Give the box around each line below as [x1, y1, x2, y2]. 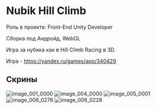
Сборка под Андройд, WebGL [6, 35, 81, 42]
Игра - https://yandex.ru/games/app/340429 [6, 57, 116, 64]
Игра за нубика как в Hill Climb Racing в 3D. [6, 46, 116, 53]
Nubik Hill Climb [6, 4, 87, 18]
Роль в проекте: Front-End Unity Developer [6, 23, 113, 30]
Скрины [6, 74, 38, 84]
